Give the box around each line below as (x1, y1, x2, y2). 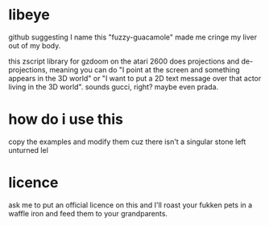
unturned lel (8, 145, 48, 154)
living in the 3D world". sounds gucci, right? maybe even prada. (8, 82, 219, 92)
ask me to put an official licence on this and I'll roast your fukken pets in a (8, 199, 253, 210)
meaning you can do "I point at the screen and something (49, 64, 240, 74)
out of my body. (8, 40, 61, 50)
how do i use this (8, 110, 123, 129)
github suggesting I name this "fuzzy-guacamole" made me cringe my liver (8, 32, 258, 42)
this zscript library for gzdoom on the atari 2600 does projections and (8, 56, 240, 66)
